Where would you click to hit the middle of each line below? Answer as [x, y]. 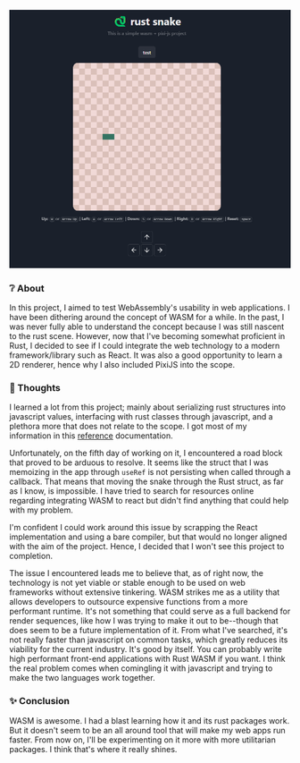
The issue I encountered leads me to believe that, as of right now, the [137, 573]
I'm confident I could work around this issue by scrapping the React [133, 528]
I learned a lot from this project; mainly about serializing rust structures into [147, 407]
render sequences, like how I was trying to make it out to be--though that [144, 621]
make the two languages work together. [82, 678]
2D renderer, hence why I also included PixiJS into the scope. [122, 364]
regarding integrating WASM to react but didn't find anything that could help [149, 501]
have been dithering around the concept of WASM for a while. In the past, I [147, 317]
